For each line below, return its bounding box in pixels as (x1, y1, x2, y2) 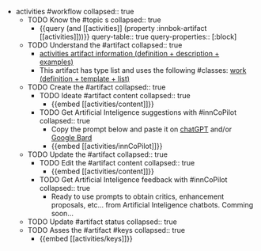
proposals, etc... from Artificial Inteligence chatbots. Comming (51, 200, 254, 209)
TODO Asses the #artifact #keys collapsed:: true (27, 226, 186, 234)
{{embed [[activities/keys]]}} (39, 234, 133, 243)
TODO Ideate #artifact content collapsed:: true (39, 91, 191, 100)
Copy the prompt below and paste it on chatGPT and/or (51, 124, 233, 134)
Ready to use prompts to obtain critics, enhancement (51, 192, 225, 201)
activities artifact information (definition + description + (39, 49, 220, 58)
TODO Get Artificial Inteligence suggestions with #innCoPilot (39, 108, 237, 117)
